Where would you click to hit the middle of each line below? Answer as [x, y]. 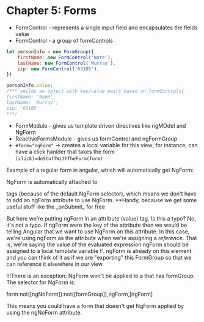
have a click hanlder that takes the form [65, 152]
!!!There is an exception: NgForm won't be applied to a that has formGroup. [101, 276]
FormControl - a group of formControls [64, 40]
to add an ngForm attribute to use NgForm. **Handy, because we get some [102, 200]
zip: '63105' [23, 108]
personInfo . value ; [30, 86]
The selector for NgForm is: [41, 282]
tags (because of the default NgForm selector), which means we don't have [101, 194]
